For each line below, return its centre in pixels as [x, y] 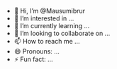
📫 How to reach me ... [47, 41]
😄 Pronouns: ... [37, 51]
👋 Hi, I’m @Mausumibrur [50, 11]
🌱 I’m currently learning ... [52, 26]
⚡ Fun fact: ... [33, 59]
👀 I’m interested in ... [44, 18]
